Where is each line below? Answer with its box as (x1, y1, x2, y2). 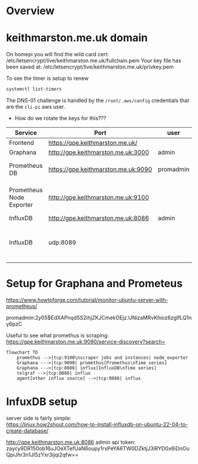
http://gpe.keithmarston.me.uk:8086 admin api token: (6, 439, 136, 446)
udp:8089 (48, 238, 77, 246)
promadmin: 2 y (6, 314, 42, 321)
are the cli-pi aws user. (6, 103, 65, 110)
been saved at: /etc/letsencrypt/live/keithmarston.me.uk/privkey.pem (6, 63, 174, 70)
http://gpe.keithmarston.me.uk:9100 (48, 193, 149, 202)
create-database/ (6, 427, 49, 434)
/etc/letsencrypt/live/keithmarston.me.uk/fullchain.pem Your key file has (6, 57, 181, 64)
